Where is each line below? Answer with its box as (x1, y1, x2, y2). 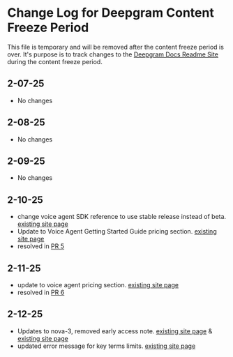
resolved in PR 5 (17, 242, 65, 250)
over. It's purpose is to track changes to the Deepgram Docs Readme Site (7, 50, 218, 59)
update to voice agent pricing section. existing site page (17, 281, 179, 289)
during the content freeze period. (7, 57, 103, 66)
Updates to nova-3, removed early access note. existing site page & (17, 326, 213, 335)
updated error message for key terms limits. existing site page (17, 342, 196, 350)
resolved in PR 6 (17, 288, 65, 296)
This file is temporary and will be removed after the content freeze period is (7, 43, 225, 51)
